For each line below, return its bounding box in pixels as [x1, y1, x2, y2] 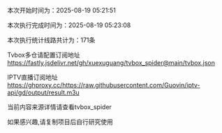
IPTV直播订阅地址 [7, 73, 58, 81]
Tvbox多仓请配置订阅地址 [7, 51, 80, 59]
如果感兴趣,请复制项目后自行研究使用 [7, 118, 114, 126]
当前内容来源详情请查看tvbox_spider [7, 103, 112, 111]
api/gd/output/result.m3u [7, 88, 80, 97]
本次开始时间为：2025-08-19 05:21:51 [7, 6, 117, 14]
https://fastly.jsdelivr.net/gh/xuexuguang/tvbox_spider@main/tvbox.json [7, 59, 215, 66]
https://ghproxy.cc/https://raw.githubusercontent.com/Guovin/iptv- [7, 81, 200, 89]
